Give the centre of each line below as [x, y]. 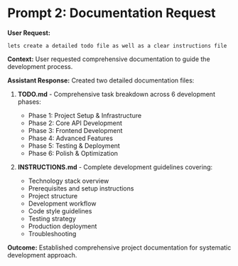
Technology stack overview [69, 181]
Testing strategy [52, 218]
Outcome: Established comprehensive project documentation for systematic [119, 248]
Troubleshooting [52, 233]
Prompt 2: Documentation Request [112, 13]
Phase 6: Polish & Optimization [73, 153]
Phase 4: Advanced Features [71, 138]
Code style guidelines [60, 211]
